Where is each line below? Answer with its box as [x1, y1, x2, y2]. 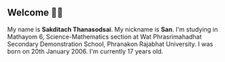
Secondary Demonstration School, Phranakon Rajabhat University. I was [7, 39, 213, 48]
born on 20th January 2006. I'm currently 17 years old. [7, 47, 164, 55]
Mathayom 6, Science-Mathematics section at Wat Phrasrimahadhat [7, 32, 202, 41]
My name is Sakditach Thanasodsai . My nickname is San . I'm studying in [7, 25, 218, 33]
